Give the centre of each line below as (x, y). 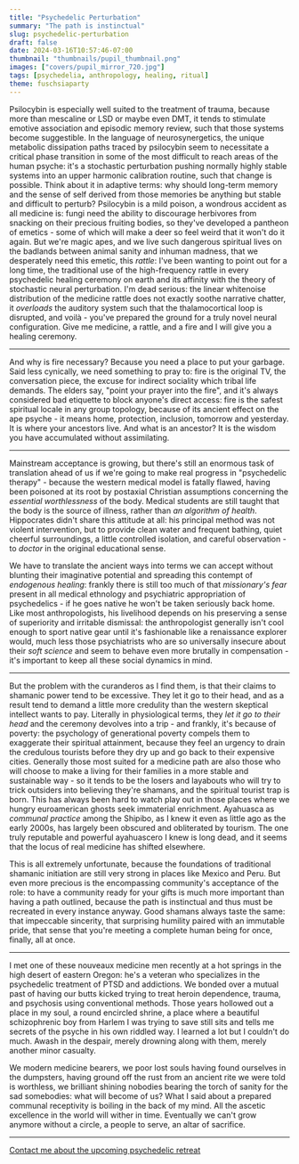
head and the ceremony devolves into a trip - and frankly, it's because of (143, 723)
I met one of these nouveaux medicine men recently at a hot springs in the (145, 965)
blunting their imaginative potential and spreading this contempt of (131, 574)
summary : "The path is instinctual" (77, 26)
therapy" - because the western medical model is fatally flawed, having (140, 482)
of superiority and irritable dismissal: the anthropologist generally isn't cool (147, 622)
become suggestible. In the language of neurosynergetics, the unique (137, 137)
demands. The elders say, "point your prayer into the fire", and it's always (144, 390)
